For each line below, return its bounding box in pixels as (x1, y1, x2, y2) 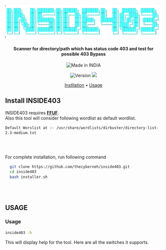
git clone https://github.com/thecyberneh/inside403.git (9, 164, 130, 169)
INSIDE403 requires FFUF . (5, 110, 59, 116)
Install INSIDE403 (5, 97, 61, 105)
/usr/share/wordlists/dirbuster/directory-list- (56, 125, 159, 130)
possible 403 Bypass (61, 51, 106, 57)
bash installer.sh (9, 175, 48, 180)
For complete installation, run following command (5, 154, 106, 160)
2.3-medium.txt (5, 130, 37, 135)
